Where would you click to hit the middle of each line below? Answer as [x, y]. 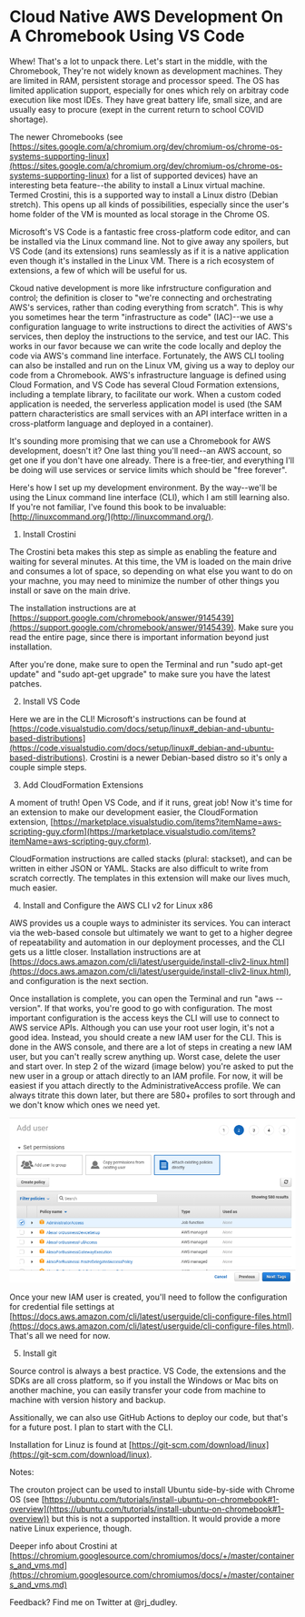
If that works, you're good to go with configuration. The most [158, 1008]
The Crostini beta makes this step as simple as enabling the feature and [143, 551]
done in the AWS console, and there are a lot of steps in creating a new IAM [151, 1047]
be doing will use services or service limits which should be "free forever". [148, 469]
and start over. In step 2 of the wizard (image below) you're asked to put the [152, 1066]
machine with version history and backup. [88, 1400]
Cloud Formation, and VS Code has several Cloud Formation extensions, [144, 385]
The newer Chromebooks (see [66, 136]
